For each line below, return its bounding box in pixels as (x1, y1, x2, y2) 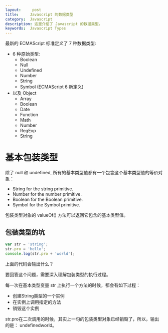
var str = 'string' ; (5, 241, 49, 247)
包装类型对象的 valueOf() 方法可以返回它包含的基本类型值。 (5, 212, 128, 218)
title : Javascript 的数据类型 (5, 12, 74, 17)
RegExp (20, 128, 36, 134)
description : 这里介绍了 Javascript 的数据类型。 (5, 21, 103, 27)
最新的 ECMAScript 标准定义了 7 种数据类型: (5, 41, 96, 47)
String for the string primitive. (12, 186, 74, 192)
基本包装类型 (5, 152, 59, 163)
